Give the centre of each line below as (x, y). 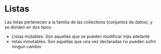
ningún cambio (26, 46)
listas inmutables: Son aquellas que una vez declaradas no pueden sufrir (84, 41)
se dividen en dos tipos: (28, 27)
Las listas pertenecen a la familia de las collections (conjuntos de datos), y (79, 22)
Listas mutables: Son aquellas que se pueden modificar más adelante (81, 36)
